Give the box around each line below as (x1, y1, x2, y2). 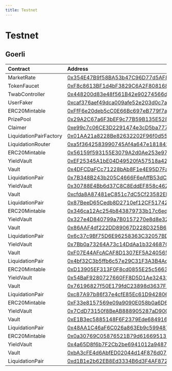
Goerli (5, 50, 26, 59)
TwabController (8, 90, 45, 97)
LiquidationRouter (8, 141, 51, 148)
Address (67, 65, 89, 72)
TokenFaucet (8, 82, 39, 89)
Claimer (8, 124, 27, 131)
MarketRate (8, 74, 36, 81)
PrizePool (8, 115, 31, 123)
